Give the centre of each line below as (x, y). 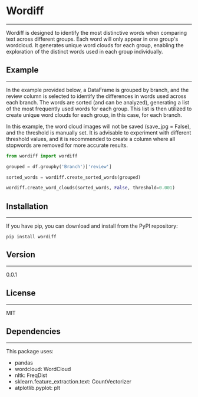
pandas (24, 362)
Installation (27, 206)
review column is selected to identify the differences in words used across (96, 96)
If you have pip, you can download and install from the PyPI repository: (92, 226)
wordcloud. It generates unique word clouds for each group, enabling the (95, 45)
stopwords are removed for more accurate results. (67, 145)
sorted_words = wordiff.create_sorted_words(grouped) (74, 177)
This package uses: (30, 351)
